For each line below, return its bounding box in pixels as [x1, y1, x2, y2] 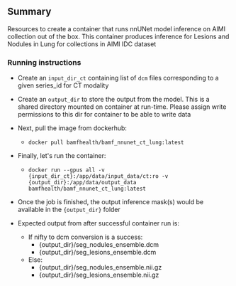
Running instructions [7, 57, 82, 67]
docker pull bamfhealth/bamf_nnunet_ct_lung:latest [28, 139, 184, 147]
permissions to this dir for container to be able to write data [17, 110, 191, 119]
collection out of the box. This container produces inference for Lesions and [7, 32, 230, 41]
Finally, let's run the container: [17, 152, 106, 160]
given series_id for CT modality [17, 81, 109, 90]
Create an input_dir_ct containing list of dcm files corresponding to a [17, 74, 219, 83]
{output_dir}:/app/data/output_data [28, 179, 137, 186]
